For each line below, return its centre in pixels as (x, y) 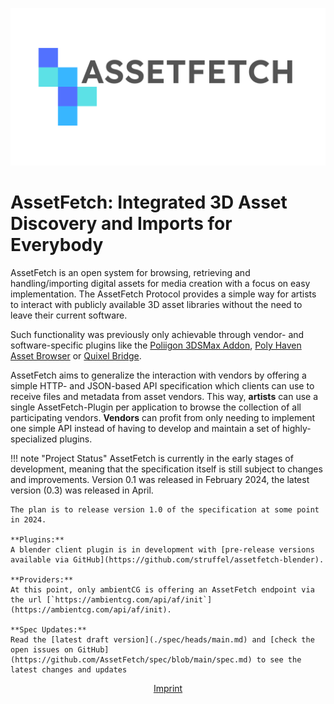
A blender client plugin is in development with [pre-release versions (162, 549)
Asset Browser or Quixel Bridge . (76, 355)
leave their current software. (69, 315)
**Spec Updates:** (48, 629)
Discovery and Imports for (121, 224)
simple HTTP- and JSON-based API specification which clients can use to (162, 385)
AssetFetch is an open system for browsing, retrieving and (130, 272)
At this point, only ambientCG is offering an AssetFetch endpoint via (162, 589)
